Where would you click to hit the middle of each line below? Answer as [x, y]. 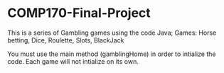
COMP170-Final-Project [79, 13]
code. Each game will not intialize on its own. [73, 61]
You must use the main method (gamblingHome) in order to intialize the [112, 54]
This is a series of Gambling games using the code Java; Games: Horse [112, 33]
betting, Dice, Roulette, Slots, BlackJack [66, 40]
